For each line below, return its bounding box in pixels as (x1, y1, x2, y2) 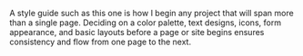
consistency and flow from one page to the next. (9, 36, 192, 47)
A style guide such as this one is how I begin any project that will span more (9, 8, 294, 18)
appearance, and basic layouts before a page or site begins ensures (9, 27, 265, 37)
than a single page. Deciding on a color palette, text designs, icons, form (9, 17, 282, 28)
